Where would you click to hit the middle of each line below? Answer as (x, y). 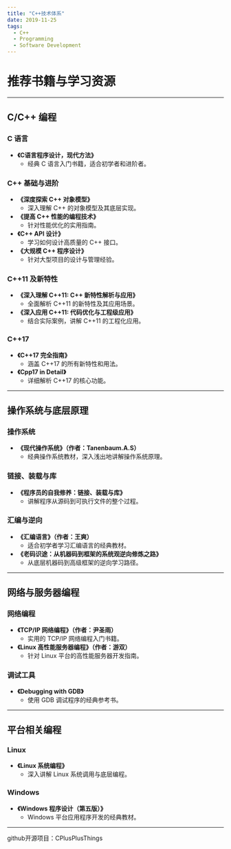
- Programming (33, 39)
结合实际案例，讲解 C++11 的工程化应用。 (86, 321)
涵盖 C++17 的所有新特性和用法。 (74, 363)
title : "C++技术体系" (36, 13)
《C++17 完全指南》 (44, 355)
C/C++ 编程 (32, 117)
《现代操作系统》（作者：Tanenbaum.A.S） (78, 448)
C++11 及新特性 (33, 279)
